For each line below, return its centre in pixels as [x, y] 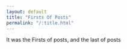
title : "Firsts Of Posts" [39, 17]
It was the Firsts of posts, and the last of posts [64, 40]
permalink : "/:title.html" [40, 23]
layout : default [26, 12]
